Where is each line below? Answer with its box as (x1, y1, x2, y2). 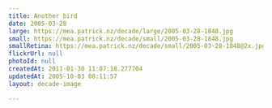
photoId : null (8, 58, 57, 66)
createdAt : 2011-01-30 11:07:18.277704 (8, 65, 143, 73)
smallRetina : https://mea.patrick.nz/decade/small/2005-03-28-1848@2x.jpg (8, 42, 266, 50)
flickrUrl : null (8, 50, 63, 58)
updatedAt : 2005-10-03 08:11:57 (8, 72, 117, 80)
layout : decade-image (8, 80, 82, 88)
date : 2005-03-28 (8, 19, 67, 28)
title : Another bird (8, 11, 79, 20)
